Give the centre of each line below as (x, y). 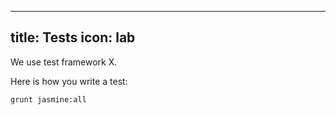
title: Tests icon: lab (73, 37)
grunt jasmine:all (48, 99)
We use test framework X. (64, 62)
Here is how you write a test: (69, 81)
